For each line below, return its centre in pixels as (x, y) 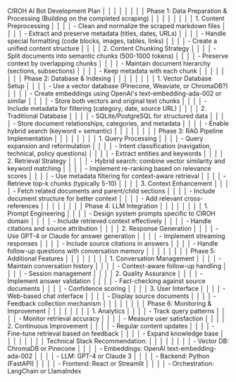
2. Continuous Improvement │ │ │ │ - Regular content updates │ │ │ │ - (111, 326)
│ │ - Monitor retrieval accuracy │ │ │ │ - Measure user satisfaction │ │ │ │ (117, 318)
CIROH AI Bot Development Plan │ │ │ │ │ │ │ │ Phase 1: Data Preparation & (117, 11)
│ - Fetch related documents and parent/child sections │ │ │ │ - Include (111, 191)
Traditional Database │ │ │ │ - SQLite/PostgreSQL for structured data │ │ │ (116, 116)
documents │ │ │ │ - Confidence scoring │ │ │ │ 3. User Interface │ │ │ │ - (117, 288)
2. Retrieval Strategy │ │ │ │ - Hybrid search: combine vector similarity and (116, 161)
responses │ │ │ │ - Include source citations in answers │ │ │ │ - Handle (113, 243)
